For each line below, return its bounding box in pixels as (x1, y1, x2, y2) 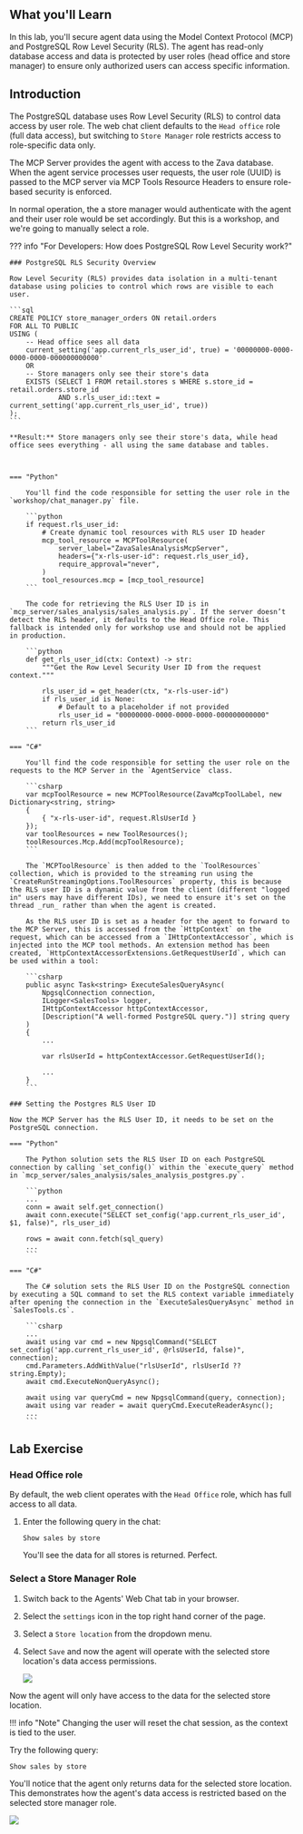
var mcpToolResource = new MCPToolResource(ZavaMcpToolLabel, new (25, 789, 282, 799)
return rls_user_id (42, 718, 116, 727)
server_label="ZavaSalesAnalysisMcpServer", (57, 543, 230, 552)
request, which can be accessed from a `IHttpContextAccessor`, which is (9, 932, 295, 941)
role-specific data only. (9, 140, 96, 151)
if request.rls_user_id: (25, 520, 120, 529)
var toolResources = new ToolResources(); (25, 829, 189, 838)
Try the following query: (9, 1744, 99, 1755)
